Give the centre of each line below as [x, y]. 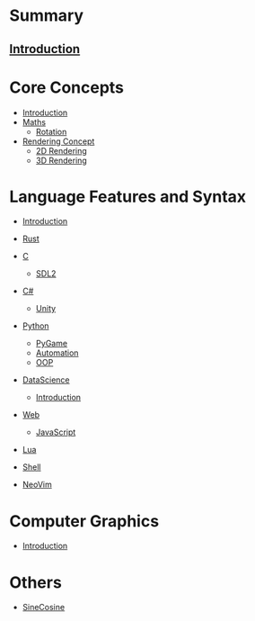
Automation [57, 353]
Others [36, 582]
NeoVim [37, 485]
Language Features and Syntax [128, 197]
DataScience [46, 380]
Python [35, 326]
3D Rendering [61, 160]
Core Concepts [66, 87]
